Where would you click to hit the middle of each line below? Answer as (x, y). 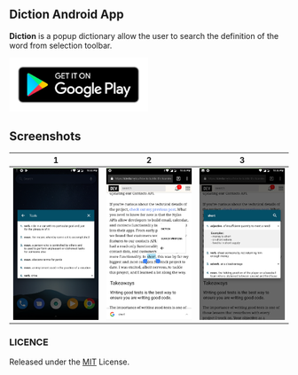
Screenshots (45, 136)
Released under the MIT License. (70, 362)
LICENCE (29, 342)
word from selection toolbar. (61, 45)
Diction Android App (67, 15)
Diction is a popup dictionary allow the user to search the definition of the (144, 35)
